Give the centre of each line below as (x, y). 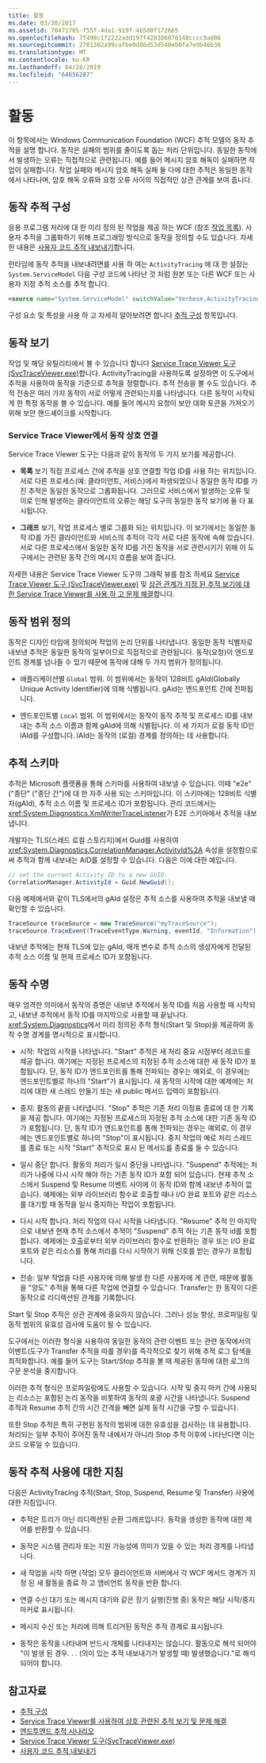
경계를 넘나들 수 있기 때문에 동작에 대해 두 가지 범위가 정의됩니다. (123, 662)
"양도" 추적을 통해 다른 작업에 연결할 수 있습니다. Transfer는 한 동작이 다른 (143, 1288)
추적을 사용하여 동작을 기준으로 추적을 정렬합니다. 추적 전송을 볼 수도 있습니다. (129, 383)
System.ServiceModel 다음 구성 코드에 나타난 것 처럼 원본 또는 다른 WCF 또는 (128, 274)
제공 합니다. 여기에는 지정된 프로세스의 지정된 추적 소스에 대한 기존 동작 (138, 1118)
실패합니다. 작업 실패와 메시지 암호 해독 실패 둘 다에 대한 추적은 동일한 (130, 169)
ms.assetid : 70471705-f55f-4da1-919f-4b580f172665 (93, 30)
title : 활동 (27, 15)
